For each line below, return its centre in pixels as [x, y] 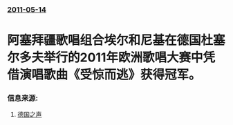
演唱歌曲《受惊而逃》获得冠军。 [111, 75]
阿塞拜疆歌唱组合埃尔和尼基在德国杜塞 [116, 40]
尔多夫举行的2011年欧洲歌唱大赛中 [105, 58]
